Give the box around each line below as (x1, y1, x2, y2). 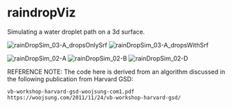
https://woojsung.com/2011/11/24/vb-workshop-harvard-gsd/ (7, 94, 181, 101)
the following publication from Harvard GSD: (7, 74, 134, 83)
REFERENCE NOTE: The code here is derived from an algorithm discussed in (7, 67, 226, 76)
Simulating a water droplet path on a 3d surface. (7, 28, 145, 36)
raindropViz (7, 5, 76, 21)
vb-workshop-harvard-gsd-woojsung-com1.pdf (7, 88, 135, 95)
